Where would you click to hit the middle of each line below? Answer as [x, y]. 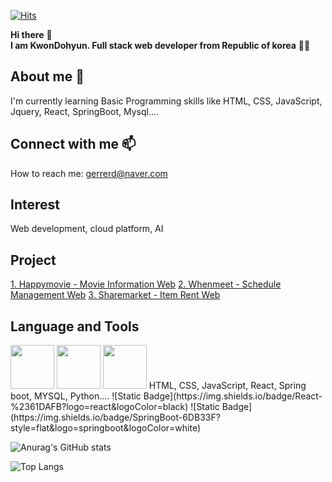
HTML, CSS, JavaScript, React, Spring [227, 386]
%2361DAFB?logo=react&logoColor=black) [99, 407]
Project [33, 260]
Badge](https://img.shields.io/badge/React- [233, 396]
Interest [35, 205]
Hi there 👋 [31, 34]
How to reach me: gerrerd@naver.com [89, 173]
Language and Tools [75, 326]
